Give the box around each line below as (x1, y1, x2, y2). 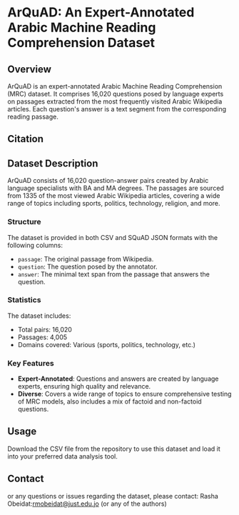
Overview (7, 63, 52, 75)
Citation (7, 133, 44, 145)
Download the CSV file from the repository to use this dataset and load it (7, 444, 220, 453)
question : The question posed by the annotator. (17, 262, 158, 271)
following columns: (7, 241, 63, 249)
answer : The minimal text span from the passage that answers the (17, 269, 210, 279)
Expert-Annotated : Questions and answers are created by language (17, 374, 219, 383)
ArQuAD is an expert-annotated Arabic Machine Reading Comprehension (7, 82, 223, 90)
